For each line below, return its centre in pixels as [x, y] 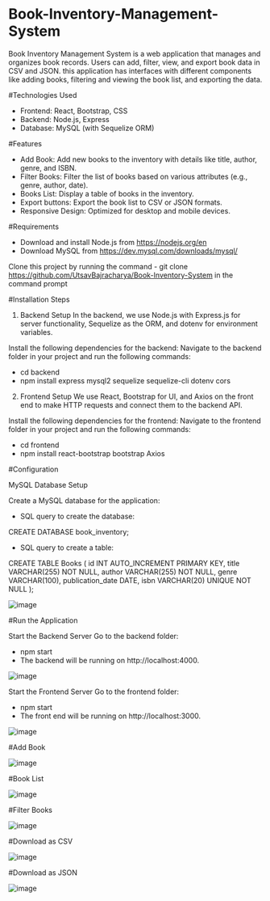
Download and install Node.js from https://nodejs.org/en [113, 242]
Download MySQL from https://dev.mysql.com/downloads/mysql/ [129, 251]
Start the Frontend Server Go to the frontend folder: [94, 692]
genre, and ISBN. [48, 167]
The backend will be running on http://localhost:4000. [110, 660]
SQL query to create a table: [67, 548]
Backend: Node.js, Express [65, 119]
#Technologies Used [43, 95]
